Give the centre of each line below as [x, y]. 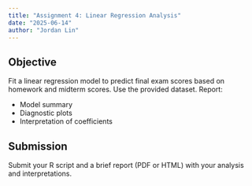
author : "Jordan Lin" [44, 30]
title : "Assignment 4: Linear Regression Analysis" [94, 15]
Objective [33, 62]
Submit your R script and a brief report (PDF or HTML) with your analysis [126, 165]
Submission [38, 146]
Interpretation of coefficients [66, 121]
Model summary [46, 105]
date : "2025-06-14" [40, 23]
